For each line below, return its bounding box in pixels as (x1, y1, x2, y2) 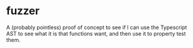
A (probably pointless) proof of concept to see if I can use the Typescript (6, 24, 188, 31)
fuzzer (6, 4, 40, 18)
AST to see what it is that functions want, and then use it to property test (6, 30, 186, 37)
